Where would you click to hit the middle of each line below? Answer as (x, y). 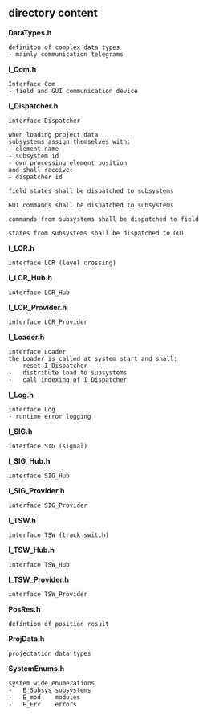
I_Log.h (21, 395)
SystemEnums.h (37, 668)
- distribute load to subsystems (68, 373)
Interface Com (32, 84)
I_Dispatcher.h (33, 106)
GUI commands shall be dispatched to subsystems (91, 205)
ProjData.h (26, 639)
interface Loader (37, 352)
